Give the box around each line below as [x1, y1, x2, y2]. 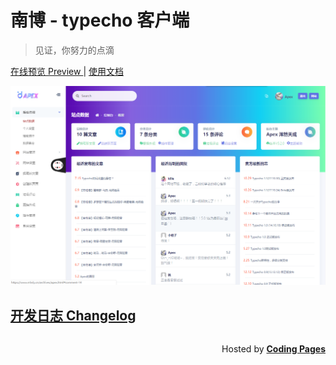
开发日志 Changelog [10, 307, 137, 324]
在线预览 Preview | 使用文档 [10, 65, 124, 77]
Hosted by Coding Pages [221, 343, 326, 355]
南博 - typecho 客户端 [10, 9, 190, 32]
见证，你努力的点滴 [34, 44, 115, 56]
